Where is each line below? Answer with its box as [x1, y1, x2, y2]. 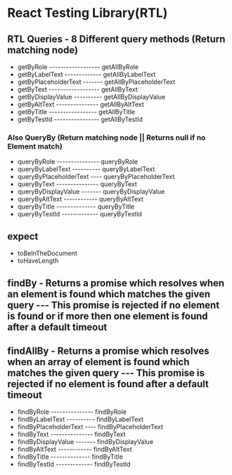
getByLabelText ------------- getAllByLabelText [17, 70, 156, 78]
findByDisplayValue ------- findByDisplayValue [17, 438, 153, 446]
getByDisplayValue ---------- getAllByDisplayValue [17, 93, 166, 101]
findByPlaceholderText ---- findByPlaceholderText [17, 423, 164, 431]
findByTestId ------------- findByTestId [17, 460, 131, 469]
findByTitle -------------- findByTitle [17, 452, 123, 461]
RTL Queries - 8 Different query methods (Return [7, 33, 226, 45]
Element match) [7, 141, 63, 151]
